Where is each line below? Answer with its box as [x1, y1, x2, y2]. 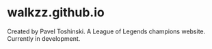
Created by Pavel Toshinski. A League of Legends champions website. [7, 27, 206, 35]
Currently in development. [7, 34, 81, 42]
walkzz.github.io [7, 5, 105, 20]
